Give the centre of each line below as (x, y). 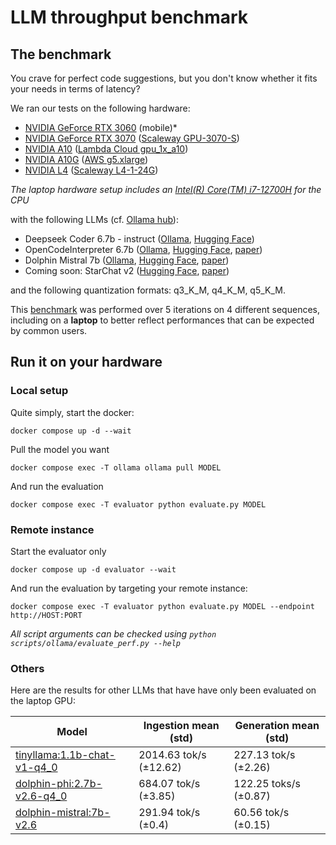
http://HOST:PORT (46, 615)
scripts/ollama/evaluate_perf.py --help (96, 643)
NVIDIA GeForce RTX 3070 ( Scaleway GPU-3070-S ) (132, 138)
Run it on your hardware (86, 362)
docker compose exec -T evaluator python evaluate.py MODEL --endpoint (162, 606)
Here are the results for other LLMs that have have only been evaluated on (163, 690)
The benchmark (61, 54)
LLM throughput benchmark (129, 17)
